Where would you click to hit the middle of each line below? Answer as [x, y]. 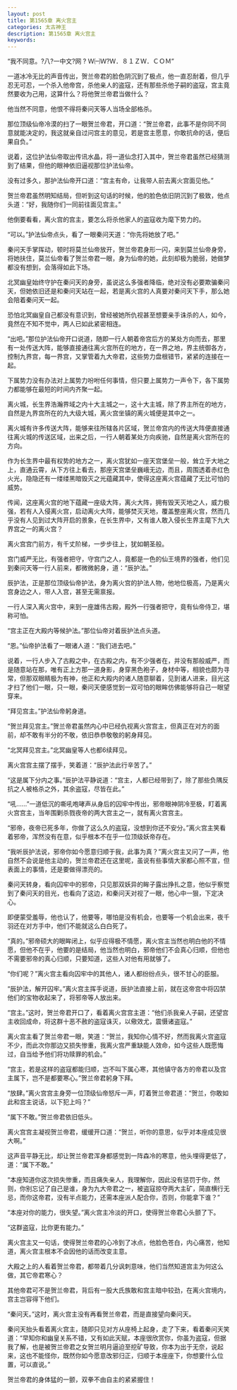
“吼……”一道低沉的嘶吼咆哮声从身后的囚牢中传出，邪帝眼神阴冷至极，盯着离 [117, 804]
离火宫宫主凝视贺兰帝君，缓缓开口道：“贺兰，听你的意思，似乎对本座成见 [114, 1132]
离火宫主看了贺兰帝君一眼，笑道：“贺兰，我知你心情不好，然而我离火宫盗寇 [117, 1036]
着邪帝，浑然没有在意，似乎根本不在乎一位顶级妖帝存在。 [91, 837]
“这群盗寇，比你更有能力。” [46, 1227]
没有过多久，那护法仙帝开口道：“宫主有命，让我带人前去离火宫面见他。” [110, 180]
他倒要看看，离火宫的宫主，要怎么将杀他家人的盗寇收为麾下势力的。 [106, 219]
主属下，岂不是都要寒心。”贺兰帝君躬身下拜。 [72, 1078]
